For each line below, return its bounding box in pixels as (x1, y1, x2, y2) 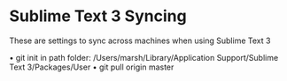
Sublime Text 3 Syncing (9, 6, 188, 26)
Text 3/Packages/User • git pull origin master (9, 62, 175, 72)
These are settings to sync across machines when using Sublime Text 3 (9, 35, 271, 46)
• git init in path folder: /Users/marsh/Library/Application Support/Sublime (9, 52, 279, 63)
